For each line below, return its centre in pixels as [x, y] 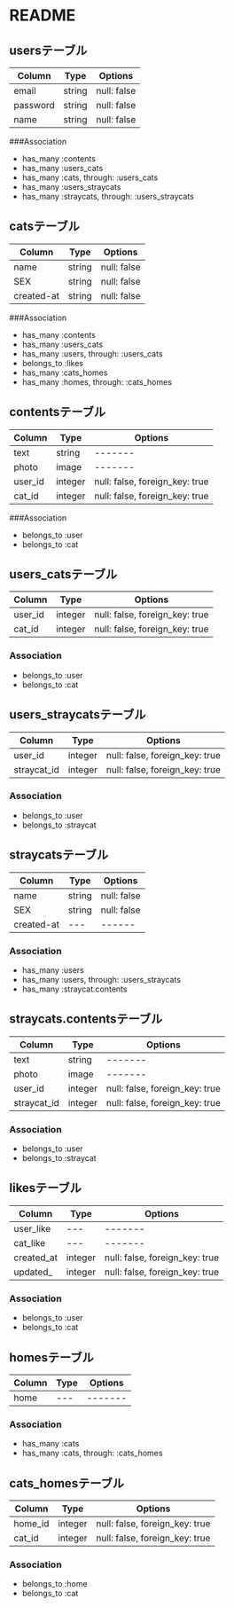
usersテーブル [48, 50]
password [34, 105]
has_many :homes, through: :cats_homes [97, 381]
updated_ [33, 1272]
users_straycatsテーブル [78, 715]
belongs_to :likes [53, 363]
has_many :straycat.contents [74, 989]
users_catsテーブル [63, 574]
